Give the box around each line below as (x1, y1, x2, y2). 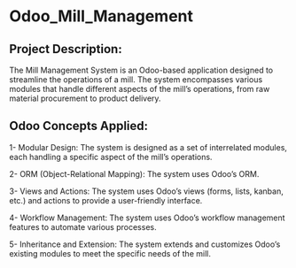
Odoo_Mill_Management (9, 6, 193, 27)
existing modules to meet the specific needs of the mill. (9, 248, 211, 258)
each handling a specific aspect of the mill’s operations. (9, 151, 213, 162)
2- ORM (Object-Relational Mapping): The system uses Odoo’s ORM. (9, 168, 260, 179)
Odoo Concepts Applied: (9, 119, 149, 134)
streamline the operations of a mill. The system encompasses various (9, 74, 263, 85)
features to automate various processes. (9, 221, 157, 232)
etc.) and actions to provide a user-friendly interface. (9, 195, 203, 205)
